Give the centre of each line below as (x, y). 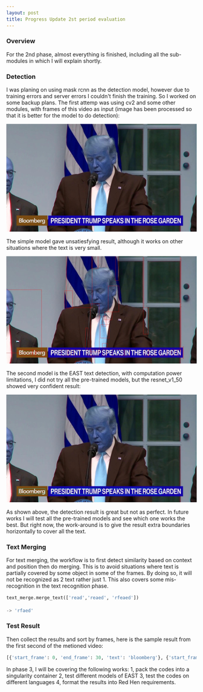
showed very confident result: (43, 386)
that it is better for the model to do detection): (63, 116)
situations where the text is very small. (54, 247)
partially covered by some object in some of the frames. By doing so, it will (99, 573)
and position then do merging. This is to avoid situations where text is (93, 566)
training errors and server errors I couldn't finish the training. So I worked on (101, 96)
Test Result (23, 626)
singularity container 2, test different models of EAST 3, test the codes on (98, 676)
